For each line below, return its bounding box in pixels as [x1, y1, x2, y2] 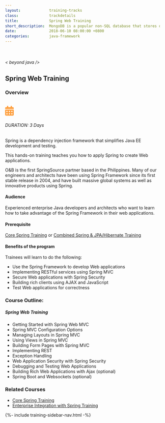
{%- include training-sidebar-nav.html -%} [5, 412, 91, 418]
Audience [5, 194, 26, 200]
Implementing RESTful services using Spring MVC [12, 269, 114, 275]
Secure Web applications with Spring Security [12, 274, 106, 280]
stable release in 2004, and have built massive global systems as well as [5, 177, 152, 183]
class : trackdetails [5, 13, 76, 18]
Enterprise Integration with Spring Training [12, 402, 98, 408]
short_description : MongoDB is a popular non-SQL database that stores [5, 24, 157, 28]
